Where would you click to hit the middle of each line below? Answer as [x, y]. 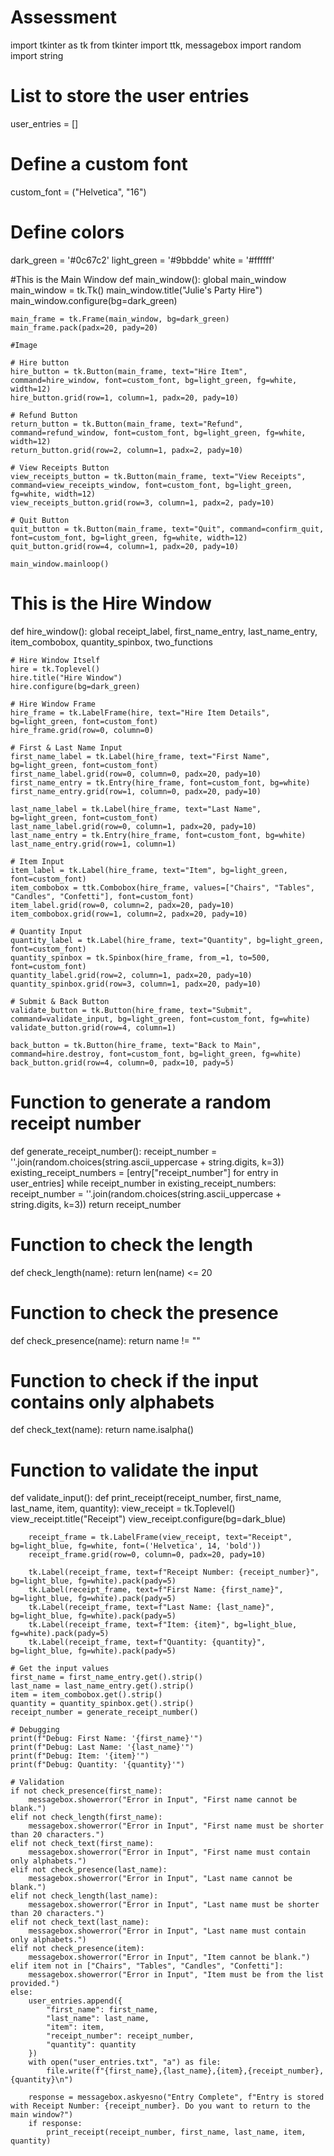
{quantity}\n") [42, 2080]
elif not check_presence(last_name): [89, 1870]
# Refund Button [44, 415]
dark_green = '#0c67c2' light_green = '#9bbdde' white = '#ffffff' [142, 260]
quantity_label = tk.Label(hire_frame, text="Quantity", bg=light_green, [167, 940]
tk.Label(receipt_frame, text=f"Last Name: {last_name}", [151, 1607]
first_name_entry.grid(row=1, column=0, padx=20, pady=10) [136, 791]
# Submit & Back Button [60, 1001]
